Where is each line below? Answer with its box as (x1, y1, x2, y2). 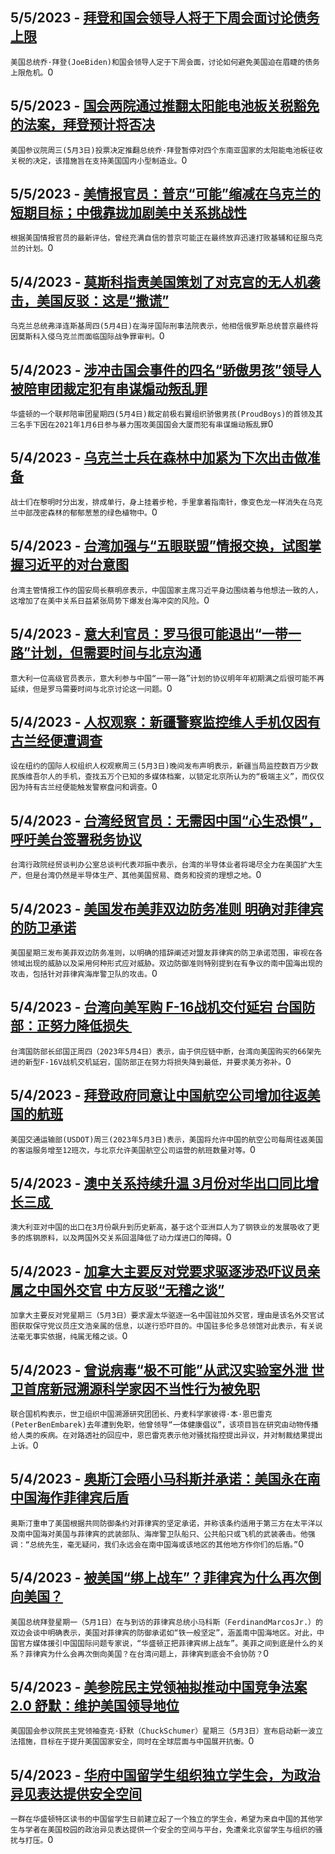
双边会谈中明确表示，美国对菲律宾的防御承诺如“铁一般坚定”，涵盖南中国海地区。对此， (10, 1628, 317, 1638)
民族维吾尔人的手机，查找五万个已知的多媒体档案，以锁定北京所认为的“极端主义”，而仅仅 (10, 772, 325, 782)
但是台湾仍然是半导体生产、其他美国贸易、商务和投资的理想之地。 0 (24, 869, 262, 881)
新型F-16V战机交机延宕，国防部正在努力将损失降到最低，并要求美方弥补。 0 (24, 1055, 292, 1067)
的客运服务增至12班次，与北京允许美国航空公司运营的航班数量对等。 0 (10, 1143, 256, 1155)
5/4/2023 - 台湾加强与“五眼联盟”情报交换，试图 (10, 538, 309, 555)
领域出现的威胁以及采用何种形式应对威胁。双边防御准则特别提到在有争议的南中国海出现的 (10, 958, 323, 968)
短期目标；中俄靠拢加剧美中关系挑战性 (10, 204, 247, 222)
